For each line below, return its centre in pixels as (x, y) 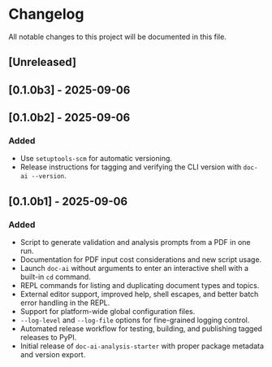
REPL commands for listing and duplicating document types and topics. (140, 286)
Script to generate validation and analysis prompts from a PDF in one (135, 242)
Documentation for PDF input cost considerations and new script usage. (141, 260)
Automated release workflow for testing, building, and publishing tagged (141, 329)
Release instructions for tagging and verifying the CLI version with (131, 167)
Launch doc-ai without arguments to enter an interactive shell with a (134, 269)
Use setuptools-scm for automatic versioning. (96, 159)
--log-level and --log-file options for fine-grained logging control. (135, 320)
